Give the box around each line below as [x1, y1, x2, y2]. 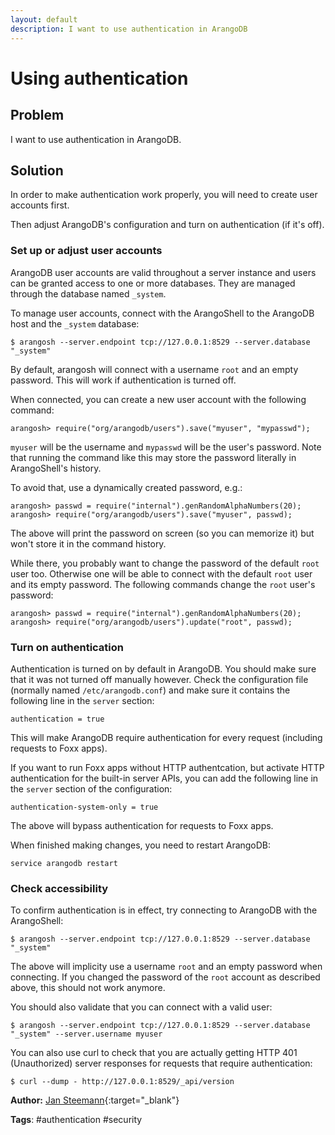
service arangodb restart [10, 858, 118, 868]
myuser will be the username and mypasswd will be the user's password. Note [10, 441, 322, 453]
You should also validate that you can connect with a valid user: [10, 1001, 273, 1013]
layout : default [10, 14, 78, 25]
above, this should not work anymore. [10, 982, 166, 994]
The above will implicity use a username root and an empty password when [10, 961, 323, 973]
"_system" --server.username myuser [10, 1029, 163, 1040]
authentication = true [10, 714, 105, 724]
